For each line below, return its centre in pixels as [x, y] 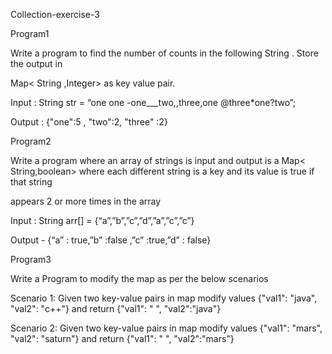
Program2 [31, 141]
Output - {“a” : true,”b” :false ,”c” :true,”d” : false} [111, 240]
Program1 [30, 33]
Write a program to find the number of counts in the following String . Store [164, 53]
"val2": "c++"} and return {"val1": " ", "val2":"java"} [116, 308]
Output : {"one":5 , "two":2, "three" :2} [89, 122]
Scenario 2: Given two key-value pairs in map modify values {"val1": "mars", [166, 328]
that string [31, 182]
